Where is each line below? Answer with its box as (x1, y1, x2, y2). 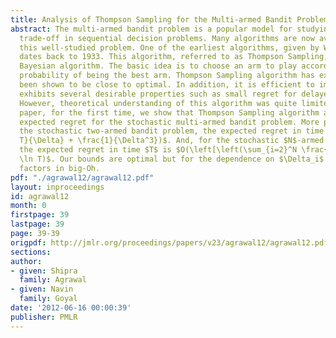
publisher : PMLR (10, 312, 78, 322)
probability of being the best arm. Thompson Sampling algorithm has (19, 71, 315, 81)
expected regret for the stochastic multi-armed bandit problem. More (19, 117, 320, 127)
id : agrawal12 (10, 191, 70, 201)
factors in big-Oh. (19, 163, 101, 173)
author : (10, 256, 43, 266)
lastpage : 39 (10, 219, 65, 230)
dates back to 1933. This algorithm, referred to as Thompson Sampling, (19, 52, 329, 62)
